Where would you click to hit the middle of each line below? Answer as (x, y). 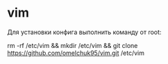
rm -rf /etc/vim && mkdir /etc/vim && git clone (73, 45)
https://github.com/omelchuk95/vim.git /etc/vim (76, 53)
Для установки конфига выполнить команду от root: (84, 32)
